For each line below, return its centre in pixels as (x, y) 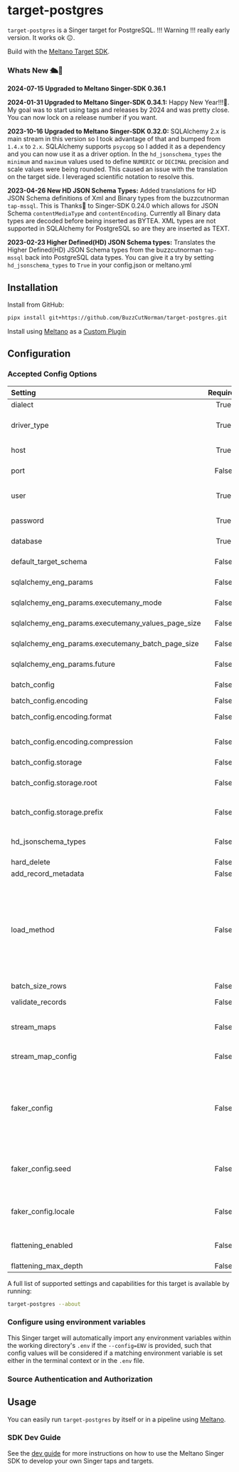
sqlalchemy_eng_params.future (63, 664)
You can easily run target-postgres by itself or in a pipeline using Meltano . (117, 1419)
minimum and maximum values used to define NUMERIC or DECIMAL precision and (118, 162)
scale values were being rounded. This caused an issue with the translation (118, 169)
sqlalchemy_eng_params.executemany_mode (86, 603)
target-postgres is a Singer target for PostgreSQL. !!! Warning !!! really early (118, 30)
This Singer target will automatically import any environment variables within (119, 1338)
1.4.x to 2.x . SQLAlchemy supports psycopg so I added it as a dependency (116, 147)
